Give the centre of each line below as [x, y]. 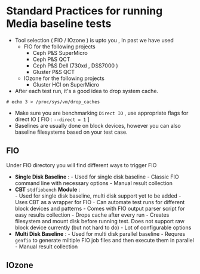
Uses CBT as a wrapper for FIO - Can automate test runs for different [100, 202]
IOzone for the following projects [64, 78]
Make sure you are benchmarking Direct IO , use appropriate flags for [101, 113]
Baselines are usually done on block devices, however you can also [98, 125]
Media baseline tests [59, 24]
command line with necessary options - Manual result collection [94, 183]
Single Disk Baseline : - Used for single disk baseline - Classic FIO [97, 177]
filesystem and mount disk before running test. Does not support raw [100, 221]
